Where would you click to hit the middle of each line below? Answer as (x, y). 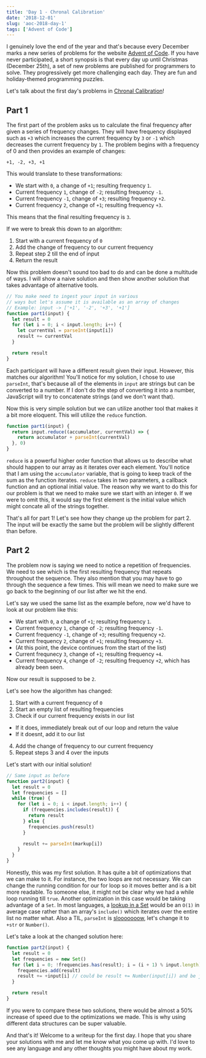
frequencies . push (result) (62, 827)
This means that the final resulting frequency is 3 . (69, 217)
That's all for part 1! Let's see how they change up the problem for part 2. (99, 518)
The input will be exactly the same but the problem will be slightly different (100, 525)
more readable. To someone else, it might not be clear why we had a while (100, 892)
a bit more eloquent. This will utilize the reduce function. (77, 415)
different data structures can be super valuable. (67, 1023)
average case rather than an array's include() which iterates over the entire (102, 911)
